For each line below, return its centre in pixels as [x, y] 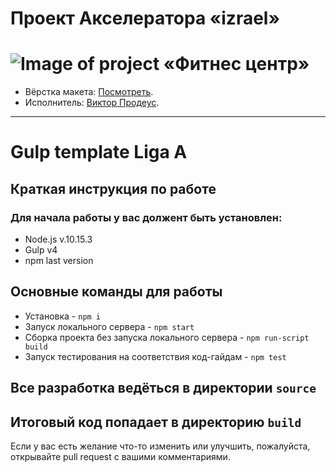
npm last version [59, 260]
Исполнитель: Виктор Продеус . [92, 103]
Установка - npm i [63, 316]
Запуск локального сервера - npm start [109, 326]
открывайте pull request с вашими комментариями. [120, 457]
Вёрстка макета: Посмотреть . [89, 92]
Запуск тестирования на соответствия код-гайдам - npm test [155, 356]
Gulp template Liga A [99, 152]
